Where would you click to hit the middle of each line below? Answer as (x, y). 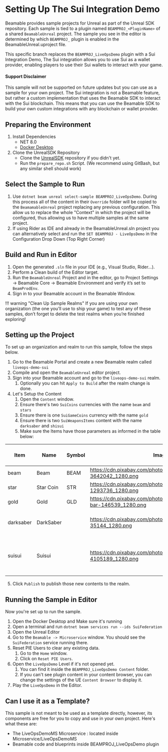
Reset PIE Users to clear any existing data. (56, 648)
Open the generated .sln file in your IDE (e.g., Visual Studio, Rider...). (83, 267)
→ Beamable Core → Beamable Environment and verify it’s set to (79, 283)
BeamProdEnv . (25, 288)
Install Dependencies (34, 136)
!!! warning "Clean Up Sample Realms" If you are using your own (71, 303)
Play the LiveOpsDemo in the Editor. (47, 685)
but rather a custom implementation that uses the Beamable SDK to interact (83, 98)
